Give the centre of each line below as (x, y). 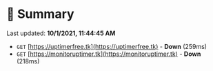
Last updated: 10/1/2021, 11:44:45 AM (61, 33)
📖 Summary (40, 14)
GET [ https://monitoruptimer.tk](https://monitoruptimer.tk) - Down (109, 54)
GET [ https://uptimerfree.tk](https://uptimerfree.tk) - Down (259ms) (112, 46)
